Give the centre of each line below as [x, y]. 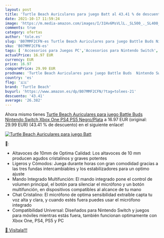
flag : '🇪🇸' [17, 82]
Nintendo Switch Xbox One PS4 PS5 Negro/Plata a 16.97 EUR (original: [76, 120]
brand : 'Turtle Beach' [28, 87]
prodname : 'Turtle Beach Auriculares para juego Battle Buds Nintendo [79, 73]
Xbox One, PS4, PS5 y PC [38, 221]
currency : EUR [20, 60]
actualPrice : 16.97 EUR [29, 55]
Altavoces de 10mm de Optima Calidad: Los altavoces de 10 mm [76, 153]
